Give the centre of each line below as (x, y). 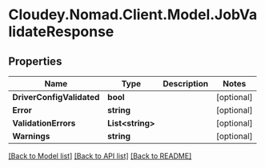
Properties (35, 61)
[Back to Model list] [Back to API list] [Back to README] (100, 156)
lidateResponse (61, 32)
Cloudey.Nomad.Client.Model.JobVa (133, 15)
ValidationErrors (44, 123)
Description (186, 84)
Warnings (31, 136)
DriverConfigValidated (56, 97)
